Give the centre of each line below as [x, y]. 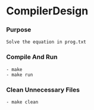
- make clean [22, 102]
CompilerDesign [47, 11]
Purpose [19, 30]
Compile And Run [32, 57]
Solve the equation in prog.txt [46, 42]
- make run [20, 75]
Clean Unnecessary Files [43, 90]
